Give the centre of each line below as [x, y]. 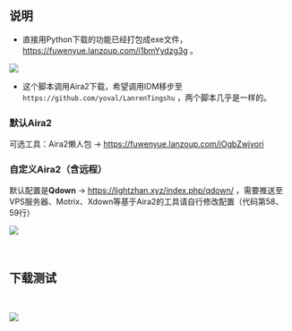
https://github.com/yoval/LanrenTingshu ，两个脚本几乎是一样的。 [146, 98]
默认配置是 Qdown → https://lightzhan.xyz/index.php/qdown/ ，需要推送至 [146, 191]
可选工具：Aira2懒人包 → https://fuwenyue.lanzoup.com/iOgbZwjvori [137, 144]
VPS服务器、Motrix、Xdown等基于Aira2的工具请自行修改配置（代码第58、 [146, 202]
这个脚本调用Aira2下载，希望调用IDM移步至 [103, 86]
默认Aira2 [30, 123]
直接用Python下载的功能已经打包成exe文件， [105, 39]
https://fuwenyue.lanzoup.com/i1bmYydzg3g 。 [110, 50]
